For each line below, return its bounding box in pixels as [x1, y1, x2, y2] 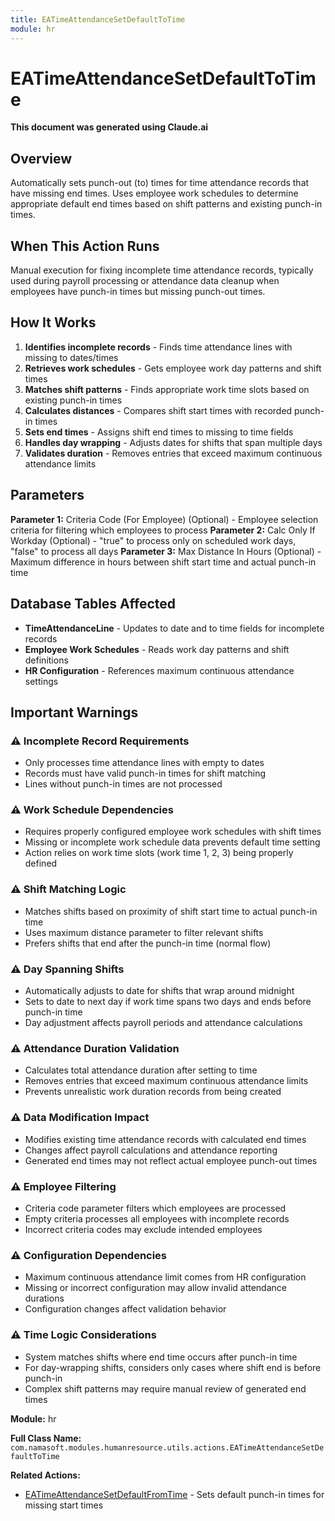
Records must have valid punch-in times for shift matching [24, 767, 267, 780]
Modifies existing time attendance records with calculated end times [24, 1133, 307, 1145]
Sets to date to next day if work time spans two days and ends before [24, 996, 312, 1008]
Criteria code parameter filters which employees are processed [24, 1202, 287, 1214]
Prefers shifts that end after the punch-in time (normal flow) [24, 937, 272, 949]
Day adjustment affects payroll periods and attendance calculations [24, 1017, 303, 1029]
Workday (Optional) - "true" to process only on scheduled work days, [10, 534, 297, 546]
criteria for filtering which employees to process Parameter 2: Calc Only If [10, 524, 316, 536]
